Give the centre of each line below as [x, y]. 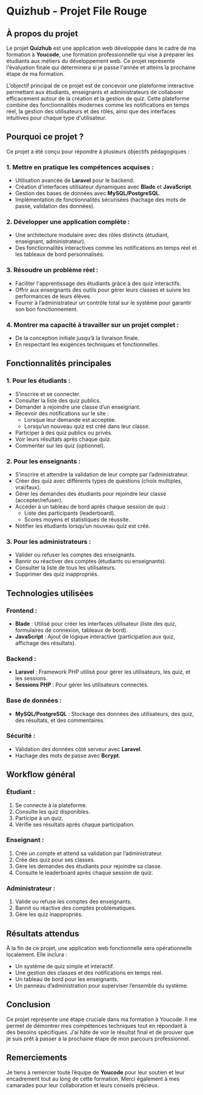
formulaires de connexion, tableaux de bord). [72, 630]
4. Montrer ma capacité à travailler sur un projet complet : [93, 324]
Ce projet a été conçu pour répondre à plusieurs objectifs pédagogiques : [98, 151]
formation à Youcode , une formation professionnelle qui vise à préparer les [100, 55]
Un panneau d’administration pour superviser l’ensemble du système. [102, 985]
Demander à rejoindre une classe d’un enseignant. [78, 407]
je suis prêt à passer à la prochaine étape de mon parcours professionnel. [98, 1039]
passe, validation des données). [55, 206]
